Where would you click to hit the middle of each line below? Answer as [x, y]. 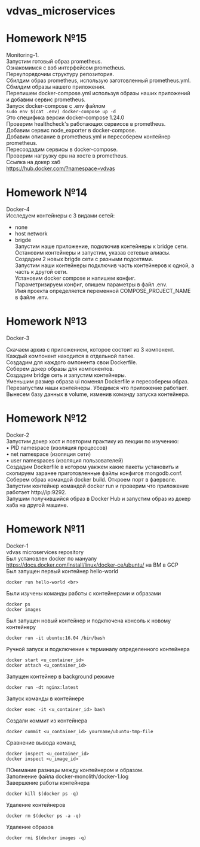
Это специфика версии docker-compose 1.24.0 [65, 117]
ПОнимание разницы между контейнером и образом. [75, 770]
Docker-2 [18, 435]
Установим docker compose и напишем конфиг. [75, 278]
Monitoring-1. [23, 55]
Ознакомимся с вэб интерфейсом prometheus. [66, 68]
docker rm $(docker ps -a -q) [44, 816]
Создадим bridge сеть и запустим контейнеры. [66, 375]
